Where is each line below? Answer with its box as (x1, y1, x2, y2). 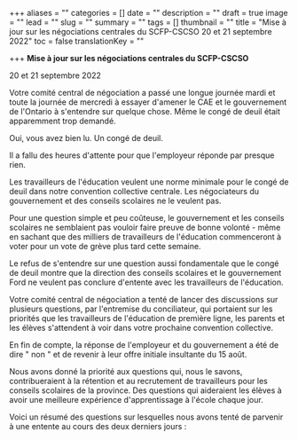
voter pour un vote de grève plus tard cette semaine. (9, 241, 201, 251)
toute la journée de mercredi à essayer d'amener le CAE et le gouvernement (9, 97, 287, 107)
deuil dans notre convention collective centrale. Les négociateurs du (9, 186, 260, 196)
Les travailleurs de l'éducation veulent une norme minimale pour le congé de (9, 177, 289, 187)
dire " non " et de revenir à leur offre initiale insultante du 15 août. (9, 350, 247, 359)
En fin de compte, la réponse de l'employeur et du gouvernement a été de (9, 340, 279, 350)
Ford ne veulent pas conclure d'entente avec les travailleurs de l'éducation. (9, 277, 284, 287)
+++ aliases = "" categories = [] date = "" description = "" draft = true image (9, 8, 288, 18)
